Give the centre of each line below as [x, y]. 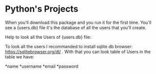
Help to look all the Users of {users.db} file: [48, 37]
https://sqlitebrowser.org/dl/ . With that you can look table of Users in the [78, 52]
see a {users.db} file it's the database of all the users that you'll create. [76, 27]
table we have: [20, 56]
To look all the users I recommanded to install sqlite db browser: [69, 46]
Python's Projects [42, 9]
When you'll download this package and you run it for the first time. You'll [78, 22]
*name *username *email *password [42, 66]
